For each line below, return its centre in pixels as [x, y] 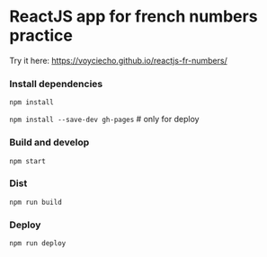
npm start [28, 161]
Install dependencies [56, 84]
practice [41, 35]
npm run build [36, 202]
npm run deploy [38, 244]
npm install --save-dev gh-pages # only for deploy [104, 120]
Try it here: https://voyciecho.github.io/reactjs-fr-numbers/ [118, 60]
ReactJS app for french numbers [133, 17]
